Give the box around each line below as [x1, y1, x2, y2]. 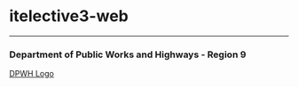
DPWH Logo [9, 69, 55, 79]
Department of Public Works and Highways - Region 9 [9, 48, 247, 61]
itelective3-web [9, 6, 129, 26]
